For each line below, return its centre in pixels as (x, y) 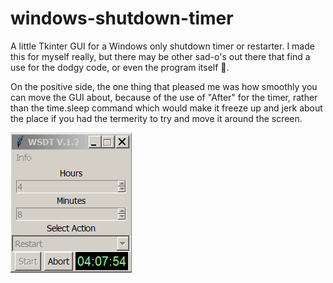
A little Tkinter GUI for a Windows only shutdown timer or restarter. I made (162, 46)
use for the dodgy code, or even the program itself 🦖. (120, 67)
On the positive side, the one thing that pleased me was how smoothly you (164, 86)
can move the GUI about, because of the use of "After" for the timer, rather (164, 97)
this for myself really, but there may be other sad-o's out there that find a (160, 56)
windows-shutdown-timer (122, 18)
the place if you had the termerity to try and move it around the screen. (156, 118)
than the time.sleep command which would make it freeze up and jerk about (166, 108)
